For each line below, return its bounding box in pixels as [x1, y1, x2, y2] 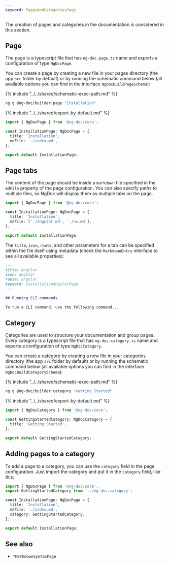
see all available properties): [5, 253, 64, 259]
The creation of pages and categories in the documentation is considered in [5, 21, 164, 27]
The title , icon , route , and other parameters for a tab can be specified [5, 242, 155, 248]
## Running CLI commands [5, 295, 58, 300]
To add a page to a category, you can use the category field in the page [5, 463, 155, 469]
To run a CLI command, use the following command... [5, 304, 119, 310]
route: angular [5, 277, 38, 282]
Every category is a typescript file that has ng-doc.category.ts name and [5, 337, 158, 343]
